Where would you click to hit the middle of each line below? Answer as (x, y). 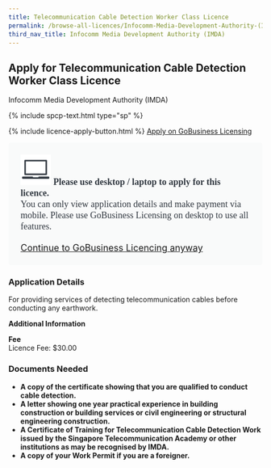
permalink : (27, 25)
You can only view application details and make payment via (131, 204)
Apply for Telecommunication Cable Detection (127, 67)
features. (36, 226)
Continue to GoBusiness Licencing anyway (112, 248)
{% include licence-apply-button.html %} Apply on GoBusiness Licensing (130, 131)
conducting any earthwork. (53, 308)
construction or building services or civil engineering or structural (133, 412)
